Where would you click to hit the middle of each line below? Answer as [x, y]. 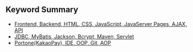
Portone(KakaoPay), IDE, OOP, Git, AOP [63, 43]
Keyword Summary [42, 10]
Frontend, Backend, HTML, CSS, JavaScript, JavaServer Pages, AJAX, [100, 24]
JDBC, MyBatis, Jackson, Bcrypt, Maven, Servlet [74, 36]
